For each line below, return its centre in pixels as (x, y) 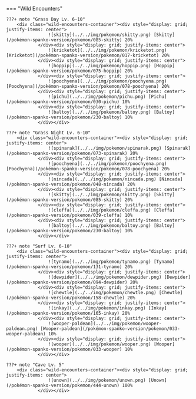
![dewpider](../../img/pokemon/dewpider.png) (105, 277)
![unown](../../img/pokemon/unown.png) (97, 380)
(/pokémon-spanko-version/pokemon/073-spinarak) (67, 153)
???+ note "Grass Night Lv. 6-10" (49, 133)
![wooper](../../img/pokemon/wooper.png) (99, 344)
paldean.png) (22, 329)
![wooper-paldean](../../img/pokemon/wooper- (105, 324)
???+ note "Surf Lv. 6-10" (39, 246)
